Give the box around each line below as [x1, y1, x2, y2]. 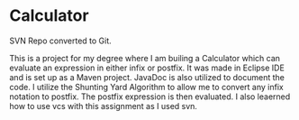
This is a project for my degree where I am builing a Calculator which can [9, 52, 281, 63]
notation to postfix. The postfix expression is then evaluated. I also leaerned [9, 91, 291, 102]
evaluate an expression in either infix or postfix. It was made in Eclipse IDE [9, 62, 285, 73]
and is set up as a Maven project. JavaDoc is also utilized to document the [9, 71, 285, 82]
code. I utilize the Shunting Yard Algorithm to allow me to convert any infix [9, 81, 284, 92]
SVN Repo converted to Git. [9, 35, 113, 46]
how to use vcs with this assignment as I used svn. [9, 100, 198, 111]
